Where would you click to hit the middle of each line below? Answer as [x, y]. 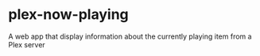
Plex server [27, 44]
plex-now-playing [68, 15]
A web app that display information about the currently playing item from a [130, 36]
